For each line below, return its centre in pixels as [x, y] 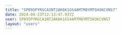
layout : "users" [22, 24]
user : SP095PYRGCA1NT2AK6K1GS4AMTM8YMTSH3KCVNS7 [58, 19]
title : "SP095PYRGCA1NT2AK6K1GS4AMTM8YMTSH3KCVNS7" [61, 10]
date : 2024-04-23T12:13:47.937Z [40, 14]
